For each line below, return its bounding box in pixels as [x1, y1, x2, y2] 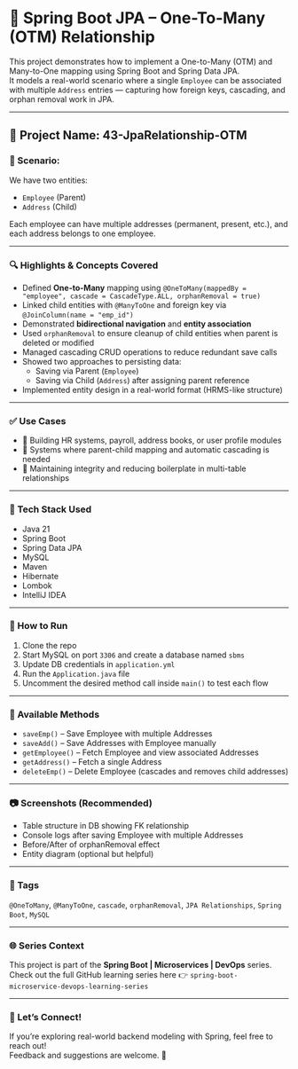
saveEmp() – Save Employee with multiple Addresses [21, 728, 213, 739]
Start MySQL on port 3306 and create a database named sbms [21, 649, 246, 660]
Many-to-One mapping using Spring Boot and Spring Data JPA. [9, 66, 240, 76]
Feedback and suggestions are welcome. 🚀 [9, 1050, 167, 1061]
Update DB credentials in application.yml [21, 658, 176, 669]
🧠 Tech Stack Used [9, 503, 92, 515]
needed [21, 454, 51, 465]
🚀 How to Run [9, 620, 68, 633]
